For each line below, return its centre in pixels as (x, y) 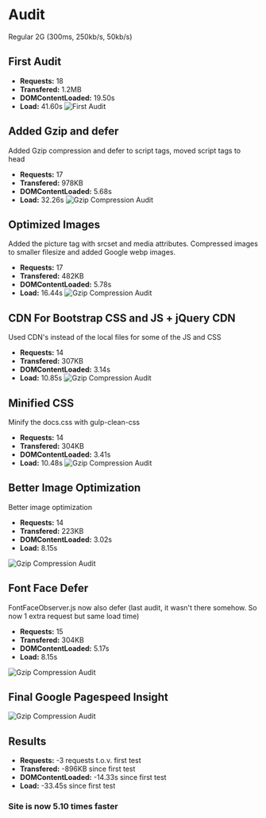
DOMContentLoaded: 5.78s (66, 285)
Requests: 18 (41, 80)
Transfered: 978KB (51, 183)
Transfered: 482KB (52, 276)
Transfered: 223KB (52, 531)
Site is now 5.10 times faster (63, 807)
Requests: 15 (41, 631)
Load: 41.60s (41, 106)
